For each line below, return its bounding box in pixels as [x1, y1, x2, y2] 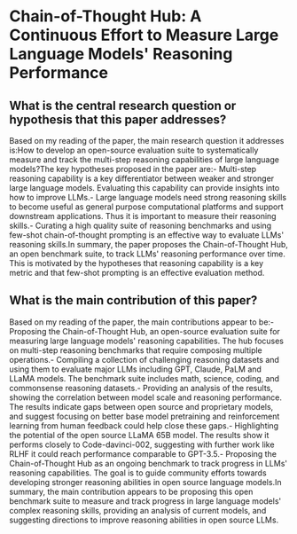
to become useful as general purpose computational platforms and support [9, 201, 284, 212]
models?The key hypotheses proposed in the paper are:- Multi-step [9, 164, 257, 174]
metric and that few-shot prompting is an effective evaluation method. [9, 268, 265, 278]
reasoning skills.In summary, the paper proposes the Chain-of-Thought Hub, [9, 240, 288, 249]
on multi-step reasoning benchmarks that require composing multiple [9, 344, 263, 356]
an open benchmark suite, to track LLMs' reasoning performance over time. [9, 248, 285, 259]
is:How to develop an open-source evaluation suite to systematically [9, 145, 259, 155]
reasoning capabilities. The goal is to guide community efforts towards [9, 467, 268, 478]
